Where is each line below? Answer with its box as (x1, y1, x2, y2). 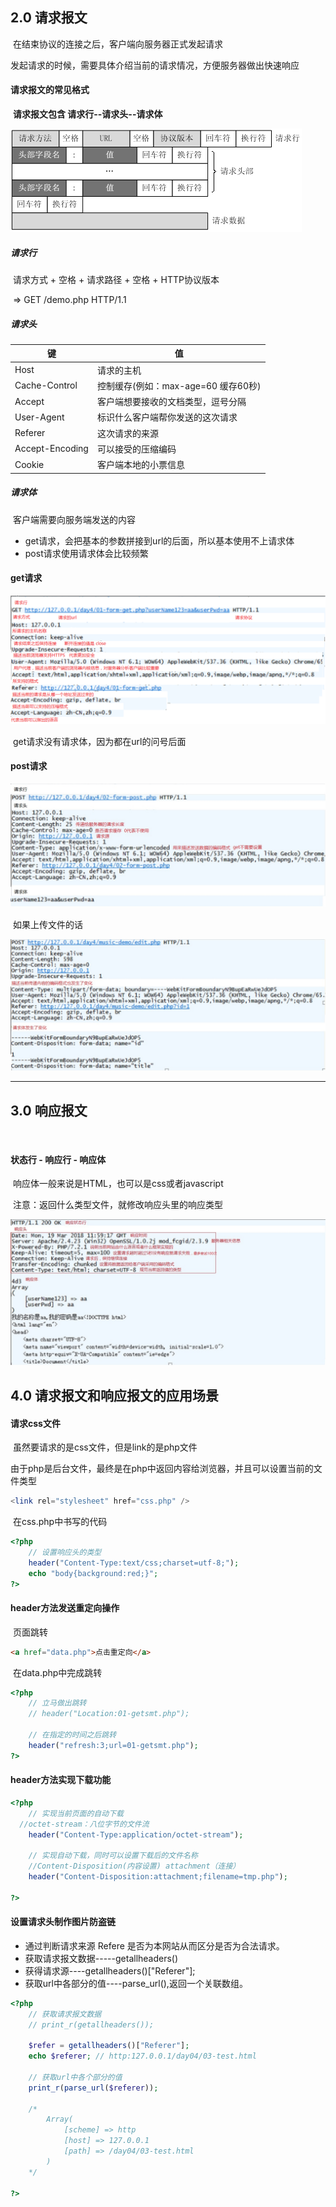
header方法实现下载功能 (10, 1774, 112, 1786)
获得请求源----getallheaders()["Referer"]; (24, 1964, 196, 1977)
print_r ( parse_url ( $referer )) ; (28, 2083, 159, 2093)
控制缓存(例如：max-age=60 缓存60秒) (96, 379, 262, 392)
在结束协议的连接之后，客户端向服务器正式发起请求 (12, 38, 223, 50)
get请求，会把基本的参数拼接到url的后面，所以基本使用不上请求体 (24, 534, 295, 547)
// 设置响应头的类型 (28, 1547, 102, 1557)
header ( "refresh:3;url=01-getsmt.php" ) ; (28, 1740, 199, 1750)
